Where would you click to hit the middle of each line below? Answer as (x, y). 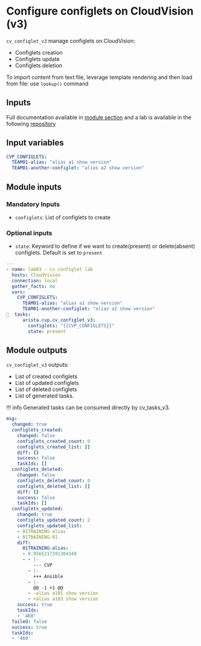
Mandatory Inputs (33, 204)
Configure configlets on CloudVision (100, 11)
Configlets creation (39, 52)
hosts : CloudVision (36, 275)
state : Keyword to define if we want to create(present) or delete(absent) (105, 246)
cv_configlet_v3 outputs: (38, 365)
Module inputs (34, 187)
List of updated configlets (47, 383)
